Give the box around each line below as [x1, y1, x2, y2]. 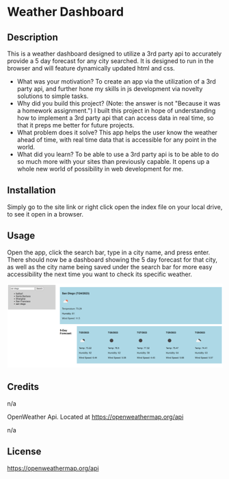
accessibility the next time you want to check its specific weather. [7, 270, 193, 278]
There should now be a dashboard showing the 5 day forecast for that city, [7, 255, 217, 264]
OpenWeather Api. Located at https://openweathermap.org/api [7, 413, 184, 421]
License [7, 446, 42, 458]
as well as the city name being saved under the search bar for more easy [7, 262, 213, 271]
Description [7, 32, 58, 43]
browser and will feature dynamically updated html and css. [7, 64, 176, 72]
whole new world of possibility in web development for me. [16, 165, 184, 173]
